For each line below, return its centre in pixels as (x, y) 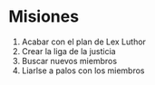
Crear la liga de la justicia (68, 51)
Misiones (44, 17)
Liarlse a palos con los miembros (83, 71)
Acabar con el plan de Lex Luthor (84, 42)
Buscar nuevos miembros (69, 61)
